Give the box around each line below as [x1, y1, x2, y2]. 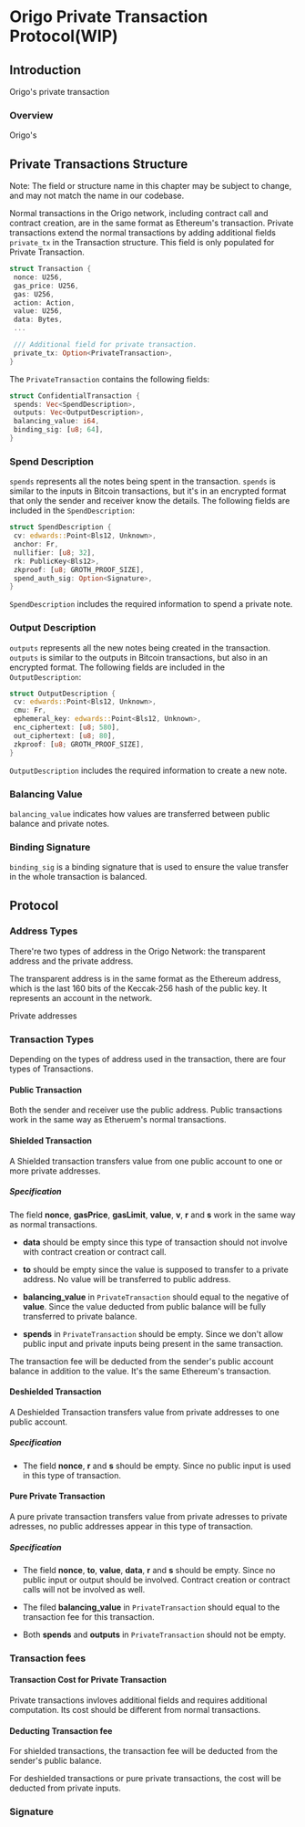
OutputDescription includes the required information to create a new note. [9, 765, 288, 776]
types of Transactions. [9, 1063, 94, 1074]
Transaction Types [9, 1033, 94, 1046]
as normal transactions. [9, 1218, 98, 1229]
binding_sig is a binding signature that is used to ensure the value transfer [9, 861, 289, 872]
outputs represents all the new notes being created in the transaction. [9, 642, 271, 653]
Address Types [9, 924, 78, 937]
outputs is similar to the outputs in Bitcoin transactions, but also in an [9, 652, 269, 663]
